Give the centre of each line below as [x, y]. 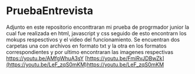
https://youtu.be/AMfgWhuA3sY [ [47, 58]
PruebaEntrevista [50, 11]
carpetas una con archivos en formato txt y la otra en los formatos [86, 46]
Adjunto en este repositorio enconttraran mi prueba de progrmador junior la [98, 27]
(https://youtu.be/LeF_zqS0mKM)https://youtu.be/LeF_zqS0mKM [85, 64]
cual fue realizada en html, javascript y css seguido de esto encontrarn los [96, 33]
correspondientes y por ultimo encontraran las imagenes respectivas [90, 52]
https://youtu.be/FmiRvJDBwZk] [126, 58]
